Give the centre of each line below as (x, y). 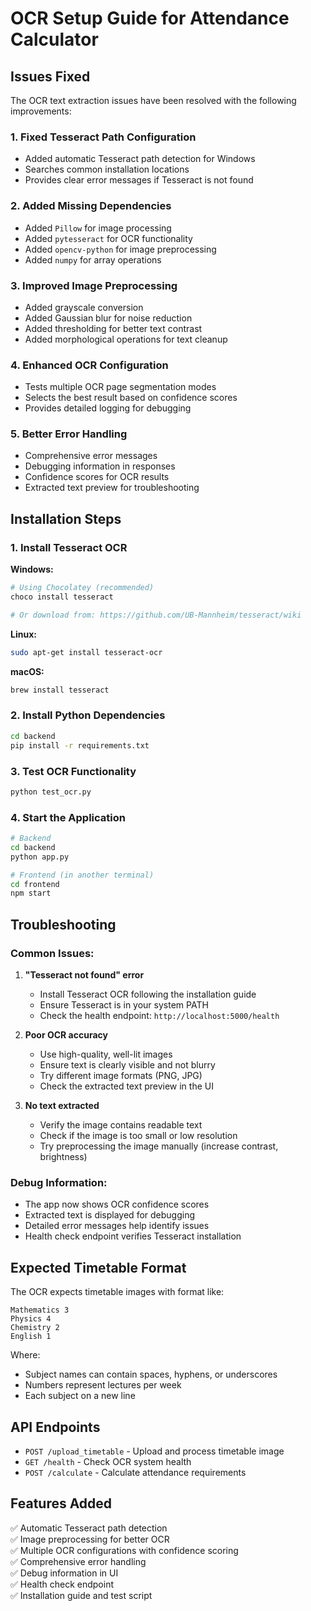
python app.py (40, 857)
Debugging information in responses (100, 466)
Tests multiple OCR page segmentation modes (120, 387)
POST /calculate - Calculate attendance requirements (135, 1472)
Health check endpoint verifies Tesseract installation (133, 1236)
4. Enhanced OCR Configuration (89, 365)
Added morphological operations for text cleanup (126, 339)
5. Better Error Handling (69, 434)
